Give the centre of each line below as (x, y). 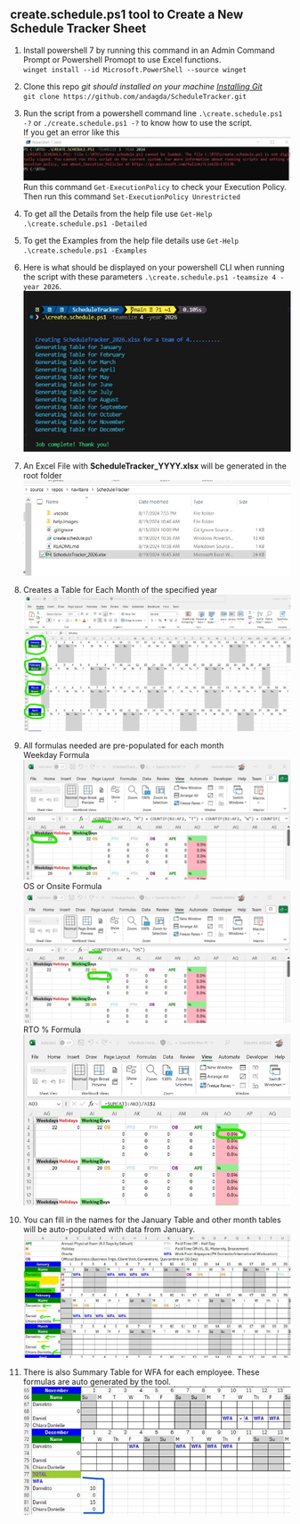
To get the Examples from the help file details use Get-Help (131, 240)
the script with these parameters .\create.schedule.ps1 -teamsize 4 (150, 277)
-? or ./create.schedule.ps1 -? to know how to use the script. (138, 122)
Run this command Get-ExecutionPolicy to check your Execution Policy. (155, 187)
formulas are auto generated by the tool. (97, 1381)
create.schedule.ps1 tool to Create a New (127, 15)
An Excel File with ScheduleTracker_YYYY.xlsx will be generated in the (155, 466)
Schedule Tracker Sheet (78, 29)
